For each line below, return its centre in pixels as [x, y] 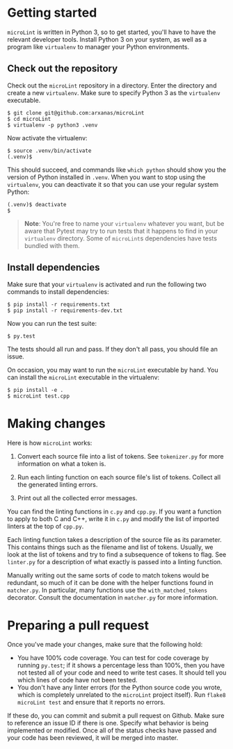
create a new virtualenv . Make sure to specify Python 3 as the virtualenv [114, 92]
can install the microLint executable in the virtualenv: [83, 377]
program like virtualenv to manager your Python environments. [98, 47]
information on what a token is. [62, 463]
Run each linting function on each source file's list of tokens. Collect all [119, 477]
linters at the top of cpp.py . [46, 526]
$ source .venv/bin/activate [49, 151]
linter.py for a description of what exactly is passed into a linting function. [115, 561]
